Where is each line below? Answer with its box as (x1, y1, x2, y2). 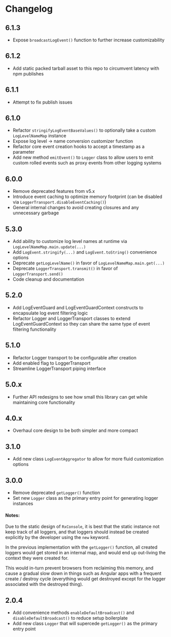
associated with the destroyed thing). (5, 581, 83, 587)
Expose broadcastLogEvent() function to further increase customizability (12, 37, 165, 43)
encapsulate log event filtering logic (12, 310, 88, 316)
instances (12, 500, 34, 506)
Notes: (5, 512, 20, 518)
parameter (12, 149, 35, 155)
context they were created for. (5, 555, 69, 561)
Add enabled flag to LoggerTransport (12, 360, 91, 366)
